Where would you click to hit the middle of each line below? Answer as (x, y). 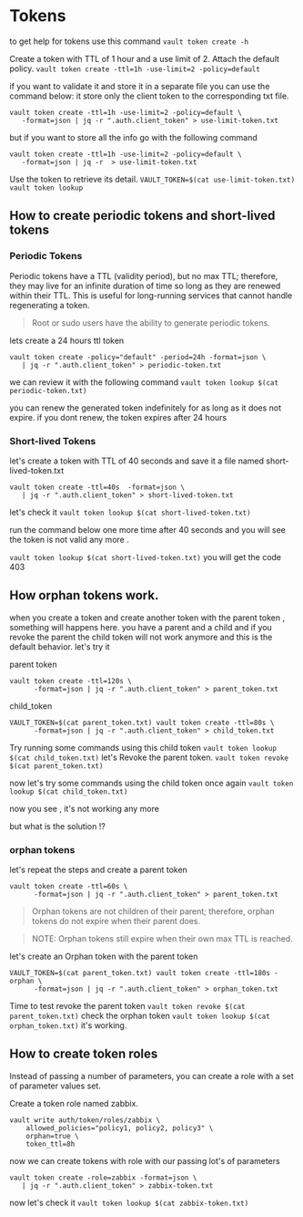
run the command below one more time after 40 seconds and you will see (148, 529)
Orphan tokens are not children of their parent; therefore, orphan (153, 911)
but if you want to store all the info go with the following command (133, 137)
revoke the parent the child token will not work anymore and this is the (141, 637)
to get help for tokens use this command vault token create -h (129, 41)
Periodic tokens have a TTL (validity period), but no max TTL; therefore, (144, 276)
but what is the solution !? (58, 826)
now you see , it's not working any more (84, 808)
